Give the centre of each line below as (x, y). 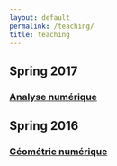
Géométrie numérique (58, 152)
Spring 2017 (44, 71)
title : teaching (40, 34)
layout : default (40, 18)
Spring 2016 (44, 126)
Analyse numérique (53, 97)
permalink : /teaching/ (52, 26)
